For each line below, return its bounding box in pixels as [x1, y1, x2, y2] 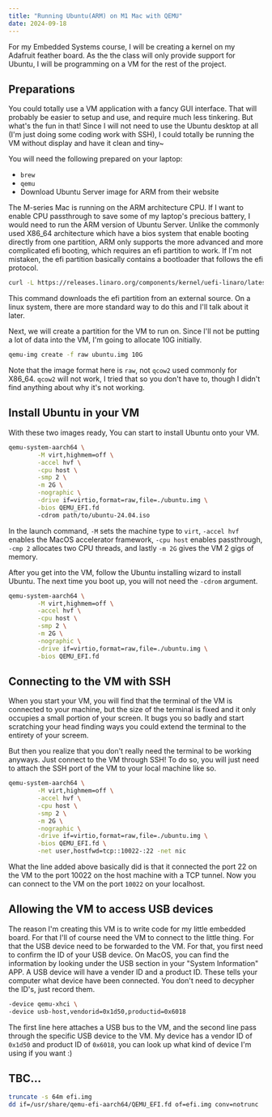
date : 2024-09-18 [8, 19, 67, 28]
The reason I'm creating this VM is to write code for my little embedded [8, 924, 246, 934]
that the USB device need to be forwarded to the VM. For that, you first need [8, 941, 263, 951]
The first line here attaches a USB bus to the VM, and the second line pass [8, 1022, 257, 1032]
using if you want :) [8, 1048, 73, 1058]
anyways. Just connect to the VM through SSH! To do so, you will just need [8, 755, 260, 765]
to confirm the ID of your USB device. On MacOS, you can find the [8, 950, 229, 960]
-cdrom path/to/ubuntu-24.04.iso [37, 511, 151, 519]
